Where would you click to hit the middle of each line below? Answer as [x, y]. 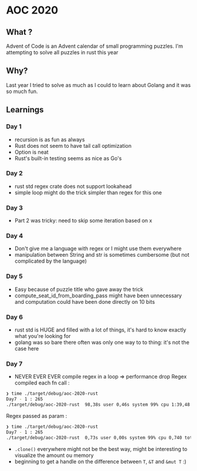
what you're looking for [43, 336]
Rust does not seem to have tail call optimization [73, 145]
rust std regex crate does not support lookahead [73, 186]
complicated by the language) [50, 261]
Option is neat [31, 152]
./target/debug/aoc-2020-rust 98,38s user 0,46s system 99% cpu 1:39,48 [98, 405]
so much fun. [22, 91]
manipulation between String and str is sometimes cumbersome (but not [102, 255]
